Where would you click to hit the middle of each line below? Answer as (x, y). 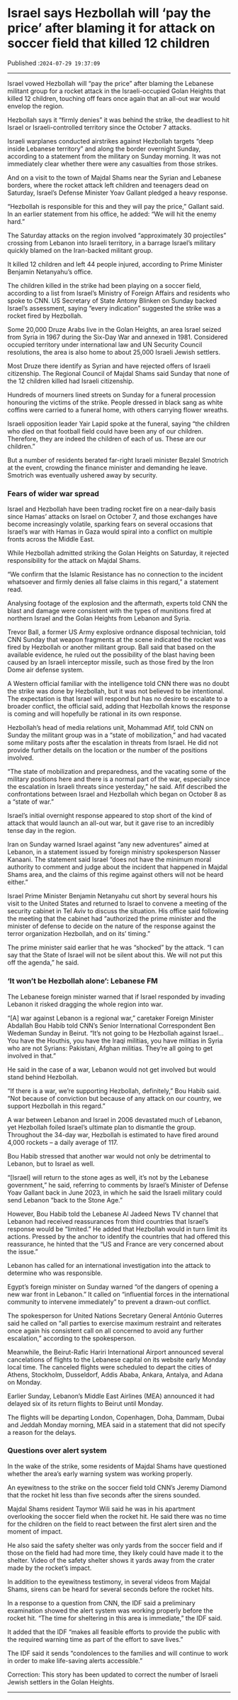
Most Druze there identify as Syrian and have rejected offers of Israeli (109, 366)
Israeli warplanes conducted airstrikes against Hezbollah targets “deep (110, 141)
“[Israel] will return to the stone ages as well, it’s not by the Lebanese (108, 1177)
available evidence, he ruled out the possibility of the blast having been (111, 655)
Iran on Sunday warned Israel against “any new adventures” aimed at (108, 844)
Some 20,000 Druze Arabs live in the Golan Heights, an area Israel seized (114, 329)
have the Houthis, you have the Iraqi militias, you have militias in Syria (121, 1040)
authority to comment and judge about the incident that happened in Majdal (118, 867)
